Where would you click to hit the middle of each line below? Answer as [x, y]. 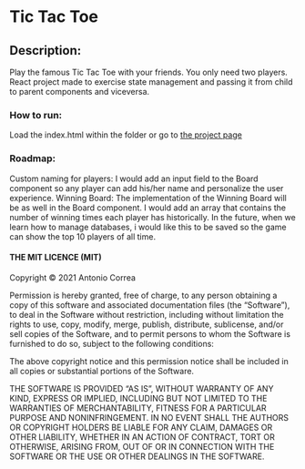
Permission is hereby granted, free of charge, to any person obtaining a [143, 295]
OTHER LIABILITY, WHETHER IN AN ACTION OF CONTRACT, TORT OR [142, 437]
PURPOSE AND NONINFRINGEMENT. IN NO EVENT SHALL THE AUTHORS [149, 417]
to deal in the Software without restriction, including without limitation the [147, 314]
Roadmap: [33, 158]
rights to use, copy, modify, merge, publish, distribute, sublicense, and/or [147, 324]
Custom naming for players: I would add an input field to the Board [134, 178]
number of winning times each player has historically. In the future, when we [152, 217]
